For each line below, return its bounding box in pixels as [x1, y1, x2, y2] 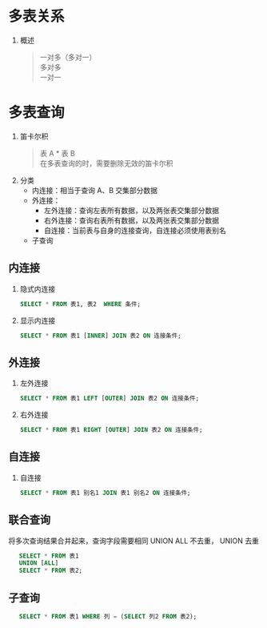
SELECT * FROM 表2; [18, 566, 82, 575]
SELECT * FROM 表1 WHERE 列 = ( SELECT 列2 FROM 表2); [18, 612, 197, 621]
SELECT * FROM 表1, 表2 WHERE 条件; [19, 300, 141, 308]
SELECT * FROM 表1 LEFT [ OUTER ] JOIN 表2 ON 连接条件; [19, 394, 200, 403]
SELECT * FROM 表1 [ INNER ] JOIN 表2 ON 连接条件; [19, 332, 181, 340]
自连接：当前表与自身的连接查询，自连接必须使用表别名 [43, 225, 226, 235]
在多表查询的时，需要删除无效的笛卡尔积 [39, 158, 173, 168]
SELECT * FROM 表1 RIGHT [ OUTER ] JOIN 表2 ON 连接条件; [19, 426, 203, 434]
